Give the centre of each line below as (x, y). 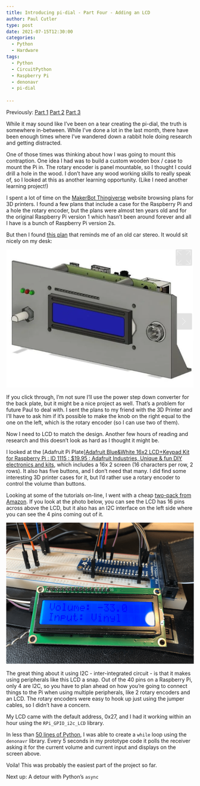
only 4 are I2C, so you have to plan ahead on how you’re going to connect (97, 686)
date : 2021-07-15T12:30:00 (40, 32)
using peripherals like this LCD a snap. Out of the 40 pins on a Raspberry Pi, (99, 680)
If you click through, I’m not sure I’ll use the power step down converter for (98, 397)
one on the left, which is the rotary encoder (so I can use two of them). (93, 423)
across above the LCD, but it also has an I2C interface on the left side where (99, 508)
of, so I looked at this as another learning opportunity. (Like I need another (97, 180)
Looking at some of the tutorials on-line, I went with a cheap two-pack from (99, 495)
